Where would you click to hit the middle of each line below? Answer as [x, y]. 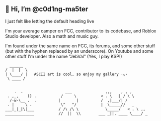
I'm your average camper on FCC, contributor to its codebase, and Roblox [81, 31]
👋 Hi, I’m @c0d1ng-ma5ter [47, 9]
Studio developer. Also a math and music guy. [52, 36]
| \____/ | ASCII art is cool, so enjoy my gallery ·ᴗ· [66, 74]
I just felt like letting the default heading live [50, 21]
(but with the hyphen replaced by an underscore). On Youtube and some [79, 51]
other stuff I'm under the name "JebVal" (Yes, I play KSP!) [64, 56]
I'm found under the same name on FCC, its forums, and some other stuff [80, 46]
